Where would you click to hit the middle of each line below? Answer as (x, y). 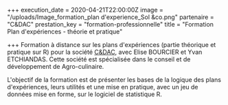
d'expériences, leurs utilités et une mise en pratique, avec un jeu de (103, 87)
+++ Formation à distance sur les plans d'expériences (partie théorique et (112, 45)
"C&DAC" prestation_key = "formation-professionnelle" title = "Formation (111, 24)
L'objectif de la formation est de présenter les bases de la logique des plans (114, 80)
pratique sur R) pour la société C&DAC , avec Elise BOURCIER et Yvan (105, 52)
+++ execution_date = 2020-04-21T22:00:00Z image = (85, 10)
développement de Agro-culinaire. (56, 66)
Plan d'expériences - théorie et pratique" (65, 31)
